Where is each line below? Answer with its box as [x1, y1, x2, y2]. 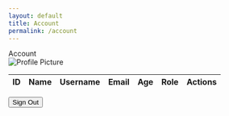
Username [59, 77, 101, 88]
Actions [186, 77, 218, 88]
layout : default [8, 11, 63, 20]
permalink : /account [8, 27, 78, 35]
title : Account [8, 19, 60, 27]
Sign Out [12, 98, 39, 107]
